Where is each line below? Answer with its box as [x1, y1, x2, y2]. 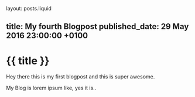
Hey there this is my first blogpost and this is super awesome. [6, 73, 155, 80]
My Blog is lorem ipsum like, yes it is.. [6, 84, 97, 92]
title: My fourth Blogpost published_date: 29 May [6, 21, 189, 31]
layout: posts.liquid [6, 5, 52, 12]
